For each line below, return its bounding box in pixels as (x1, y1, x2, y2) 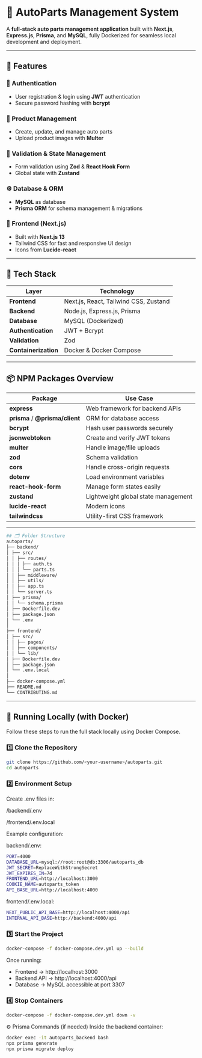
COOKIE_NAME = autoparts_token (6, 881, 79, 888)
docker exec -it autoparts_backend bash (6, 1035, 109, 1041)
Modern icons (85, 502, 125, 511)
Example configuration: (6, 830, 64, 837)
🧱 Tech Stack (6, 269, 57, 279)
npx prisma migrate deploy (6, 1046, 74, 1052)
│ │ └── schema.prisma (6, 600, 63, 606)
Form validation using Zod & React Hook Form (14, 163, 130, 170)
